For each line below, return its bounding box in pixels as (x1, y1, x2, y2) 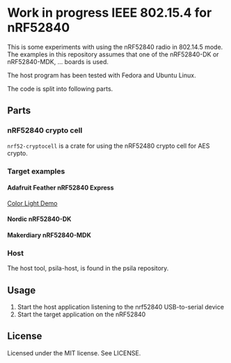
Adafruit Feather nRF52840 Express (7, 183, 114, 192)
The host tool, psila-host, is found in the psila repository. (7, 264, 169, 272)
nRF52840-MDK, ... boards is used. (7, 57, 109, 65)
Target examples (7, 166, 65, 176)
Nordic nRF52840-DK (7, 215, 72, 224)
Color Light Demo (7, 199, 58, 207)
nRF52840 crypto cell (7, 125, 83, 135)
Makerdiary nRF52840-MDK (7, 231, 92, 239)
